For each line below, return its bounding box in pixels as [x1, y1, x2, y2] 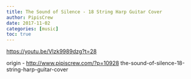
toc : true [6, 31, 32, 37]
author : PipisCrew [6, 14, 53, 21]
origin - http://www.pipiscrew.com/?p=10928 [6, 60, 120, 67]
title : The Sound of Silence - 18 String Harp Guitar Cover [6, 8, 163, 15]
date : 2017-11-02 [6, 20, 51, 26]
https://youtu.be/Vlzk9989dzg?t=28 [6, 48, 97, 55]
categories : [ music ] [6, 25, 59, 32]
